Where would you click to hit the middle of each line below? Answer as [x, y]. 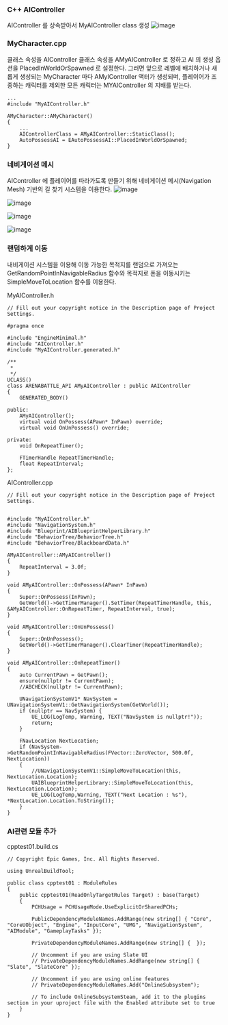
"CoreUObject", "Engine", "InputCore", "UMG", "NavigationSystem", [105, 925]
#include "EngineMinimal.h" [47, 338]
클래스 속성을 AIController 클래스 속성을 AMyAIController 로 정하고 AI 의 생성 [110, 59]
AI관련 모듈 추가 [32, 832]
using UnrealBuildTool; [41, 872]
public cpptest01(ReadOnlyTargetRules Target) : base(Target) [110, 896]
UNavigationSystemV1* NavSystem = [68, 699]
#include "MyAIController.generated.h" [64, 350]
